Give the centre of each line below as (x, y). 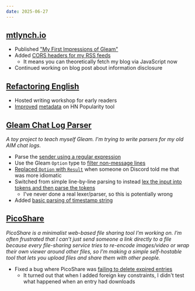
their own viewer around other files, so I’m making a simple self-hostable (94, 251)
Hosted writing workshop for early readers (66, 101)
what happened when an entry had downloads (79, 281)
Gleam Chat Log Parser (49, 125)
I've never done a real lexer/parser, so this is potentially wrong (98, 194)
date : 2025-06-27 (27, 11)
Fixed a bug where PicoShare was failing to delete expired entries (93, 269)
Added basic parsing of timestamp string (64, 200)
